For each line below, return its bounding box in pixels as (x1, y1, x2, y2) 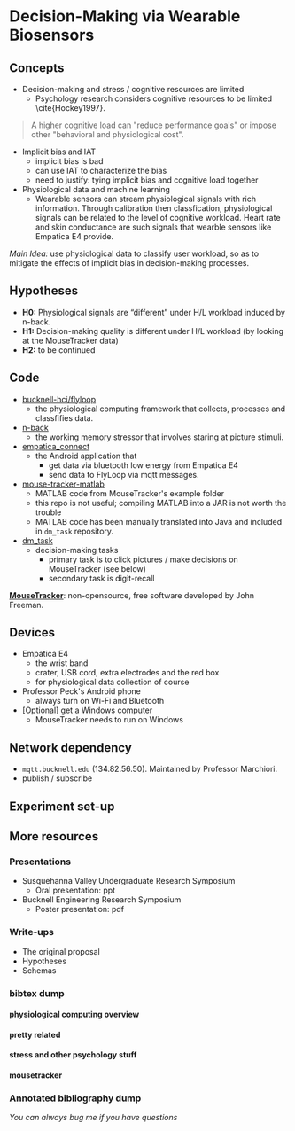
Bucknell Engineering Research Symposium (21, 894, 182, 905)
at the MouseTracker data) (21, 335, 120, 346)
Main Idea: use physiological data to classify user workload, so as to (9, 248, 260, 259)
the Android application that (35, 450, 137, 461)
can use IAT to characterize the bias (35, 166, 167, 175)
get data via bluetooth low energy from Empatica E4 (48, 459, 239, 471)
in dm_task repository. (35, 526, 113, 536)
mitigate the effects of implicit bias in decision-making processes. (9, 258, 250, 268)
